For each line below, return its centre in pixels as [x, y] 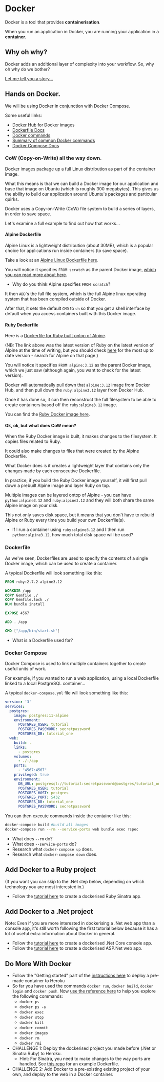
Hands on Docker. [33, 94]
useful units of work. [26, 669]
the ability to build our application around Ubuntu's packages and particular [81, 194]
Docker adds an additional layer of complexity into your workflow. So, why [80, 64]
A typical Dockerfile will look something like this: [54, 573]
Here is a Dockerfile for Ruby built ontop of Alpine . [56, 336]
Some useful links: [24, 115]
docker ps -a [33, 1007]
